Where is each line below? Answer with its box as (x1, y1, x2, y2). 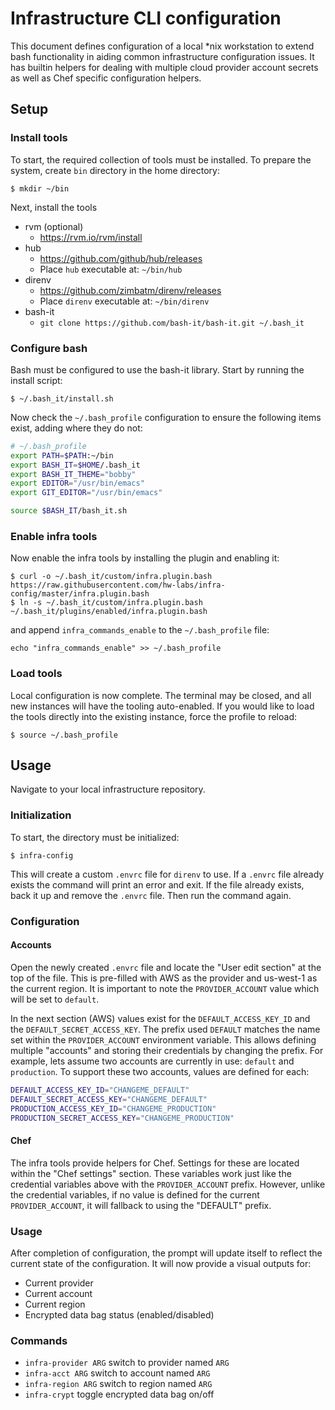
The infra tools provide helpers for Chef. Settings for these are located (10, 1157, 300, 1169)
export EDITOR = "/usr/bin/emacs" (10, 478, 145, 489)
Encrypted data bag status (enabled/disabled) (24, 1308, 215, 1321)
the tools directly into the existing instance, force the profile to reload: (10, 710, 298, 722)
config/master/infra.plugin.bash (10, 589, 150, 599)
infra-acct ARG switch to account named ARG (24, 1367, 211, 1379)
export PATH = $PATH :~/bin (10, 450, 114, 461)
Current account (24, 1287, 93, 1299)
